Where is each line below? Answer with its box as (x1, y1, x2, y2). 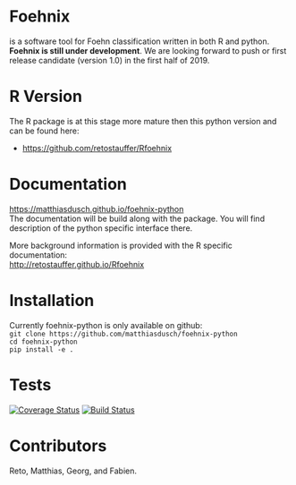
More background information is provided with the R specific (9, 240, 233, 251)
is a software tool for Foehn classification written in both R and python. (9, 36, 270, 47)
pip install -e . (9, 345, 74, 354)
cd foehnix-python (9, 337, 78, 346)
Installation (9, 291, 95, 311)
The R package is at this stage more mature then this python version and (9, 115, 277, 126)
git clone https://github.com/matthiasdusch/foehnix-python (9, 329, 239, 338)
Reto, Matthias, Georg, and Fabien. (9, 465, 137, 476)
